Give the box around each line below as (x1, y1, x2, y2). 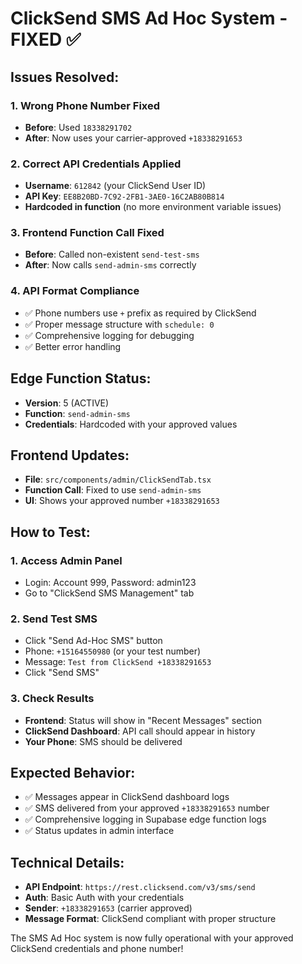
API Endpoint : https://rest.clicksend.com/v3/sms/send (24, 881, 256, 893)
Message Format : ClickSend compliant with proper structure (24, 913, 277, 925)
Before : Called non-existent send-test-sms (24, 248, 200, 261)
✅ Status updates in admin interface (24, 825, 175, 837)
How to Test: (10, 523, 91, 541)
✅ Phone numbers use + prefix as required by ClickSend (24, 307, 257, 319)
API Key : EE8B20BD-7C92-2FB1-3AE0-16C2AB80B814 (24, 190, 225, 202)
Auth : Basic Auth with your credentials (24, 892, 185, 904)
